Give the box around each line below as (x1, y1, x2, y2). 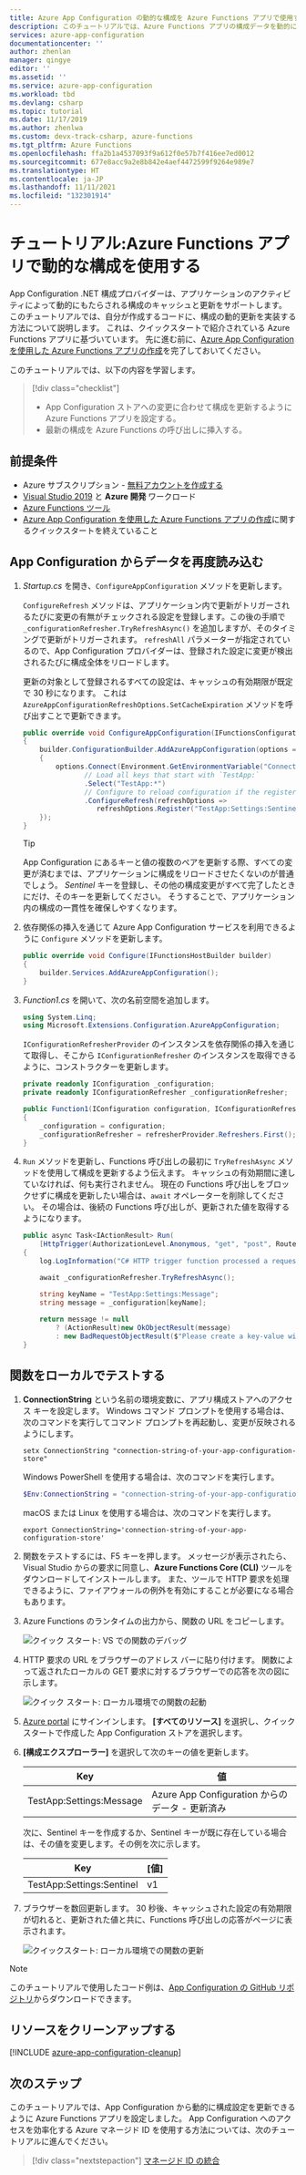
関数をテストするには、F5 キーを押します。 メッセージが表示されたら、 (22, 1551, 291, 1562)
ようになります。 (22, 1213, 87, 1224)
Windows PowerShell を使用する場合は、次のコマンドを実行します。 (22, 1471, 280, 1482)
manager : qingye (9, 56, 71, 65)
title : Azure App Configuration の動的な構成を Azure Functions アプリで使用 (9, 13, 294, 23)
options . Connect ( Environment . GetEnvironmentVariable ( (56, 762, 264, 771)
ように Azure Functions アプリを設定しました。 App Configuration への (9, 2113, 276, 2124)
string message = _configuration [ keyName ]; (39, 1298, 208, 1307)
